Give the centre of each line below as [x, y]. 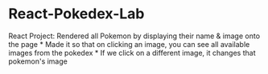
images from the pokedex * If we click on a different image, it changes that [132, 53]
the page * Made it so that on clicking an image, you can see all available [129, 44]
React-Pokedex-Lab [76, 14]
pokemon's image [38, 61]
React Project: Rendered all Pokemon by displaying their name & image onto [134, 36]
